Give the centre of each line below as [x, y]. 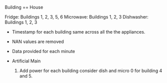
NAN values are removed [38, 41]
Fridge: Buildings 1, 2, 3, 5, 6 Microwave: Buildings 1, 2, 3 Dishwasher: [77, 17]
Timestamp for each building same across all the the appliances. [79, 32]
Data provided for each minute [44, 51]
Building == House [24, 7]
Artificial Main [26, 61]
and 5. [26, 76]
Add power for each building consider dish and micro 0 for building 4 [91, 70]
